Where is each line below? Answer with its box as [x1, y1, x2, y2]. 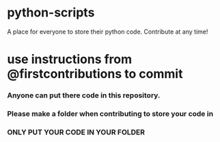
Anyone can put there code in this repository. [7, 91, 161, 100]
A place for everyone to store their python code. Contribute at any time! [7, 27, 208, 36]
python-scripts [7, 5, 95, 21]
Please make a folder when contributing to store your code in [7, 108, 214, 118]
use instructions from [7, 51, 133, 67]
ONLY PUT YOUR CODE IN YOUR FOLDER [7, 127, 146, 137]
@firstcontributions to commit [7, 67, 183, 82]
